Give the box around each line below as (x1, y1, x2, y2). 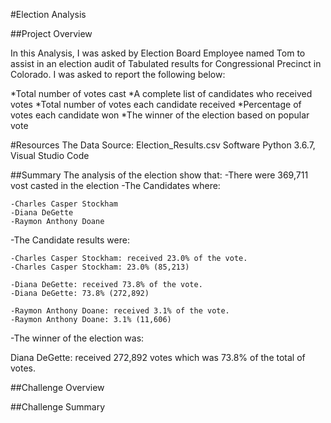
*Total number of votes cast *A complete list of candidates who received (10, 88, 313, 99)
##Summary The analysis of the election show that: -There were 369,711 (10, 169, 309, 181)
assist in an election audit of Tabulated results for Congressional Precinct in (10, 58, 322, 69)
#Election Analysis (10, 9, 87, 20)
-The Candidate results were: (10, 234, 130, 246)
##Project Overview (10, 28, 93, 39)
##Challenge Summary (10, 401, 106, 413)
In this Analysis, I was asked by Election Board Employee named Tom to (10, 47, 306, 59)
